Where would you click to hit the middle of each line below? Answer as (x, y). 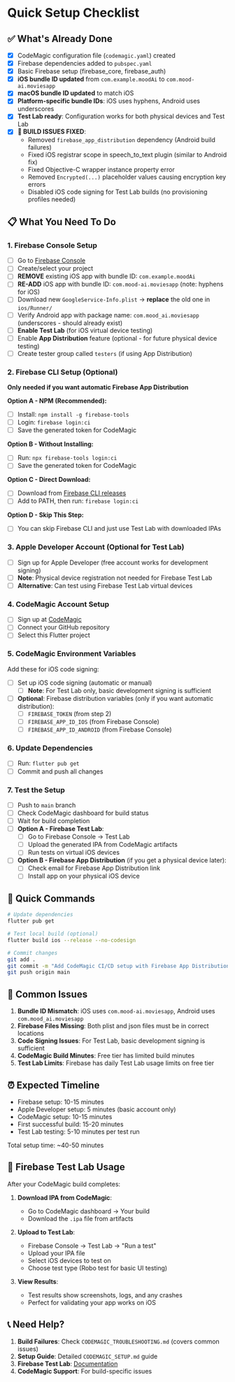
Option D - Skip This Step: (45, 515)
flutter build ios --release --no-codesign (72, 940)
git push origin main (39, 973)
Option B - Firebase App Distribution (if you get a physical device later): (122, 860)
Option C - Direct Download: (49, 480)
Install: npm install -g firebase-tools (73, 415)
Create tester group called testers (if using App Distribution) (105, 353)
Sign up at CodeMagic (49, 620)
